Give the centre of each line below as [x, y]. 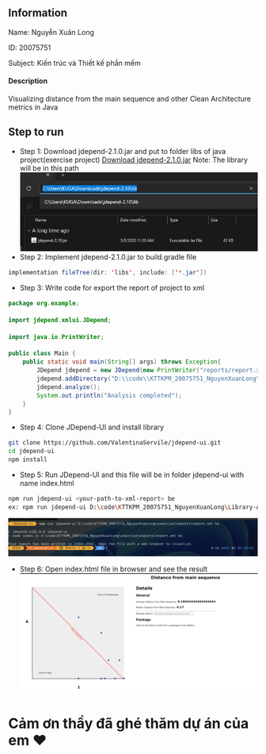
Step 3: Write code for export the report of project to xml [112, 288]
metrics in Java [33, 107]
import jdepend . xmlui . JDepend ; [60, 320]
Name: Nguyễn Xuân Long [51, 32]
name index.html [47, 483]
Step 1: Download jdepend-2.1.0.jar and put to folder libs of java [123, 151]
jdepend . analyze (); [69, 387]
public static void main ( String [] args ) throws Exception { [122, 362]
